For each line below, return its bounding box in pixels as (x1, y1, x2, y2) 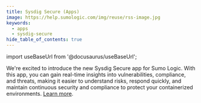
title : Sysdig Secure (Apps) (6, 8, 80, 15)
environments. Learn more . (6, 90, 74, 97)
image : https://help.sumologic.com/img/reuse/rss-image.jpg (6, 14, 161, 20)
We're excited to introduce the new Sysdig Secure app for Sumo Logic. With (6, 65, 196, 72)
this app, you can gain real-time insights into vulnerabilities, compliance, (6, 71, 186, 78)
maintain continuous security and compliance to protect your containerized (6, 84, 193, 90)
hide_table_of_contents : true (6, 37, 83, 43)
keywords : (6, 20, 31, 26)
